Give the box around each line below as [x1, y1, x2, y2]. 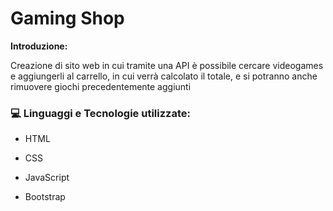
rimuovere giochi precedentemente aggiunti [10, 80, 192, 92]
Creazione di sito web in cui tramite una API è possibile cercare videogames [10, 59, 324, 71]
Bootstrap [24, 191, 66, 203]
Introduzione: [10, 40, 68, 52]
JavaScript [24, 172, 70, 184]
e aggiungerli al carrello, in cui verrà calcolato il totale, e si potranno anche [10, 70, 318, 82]
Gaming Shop [10, 7, 125, 30]
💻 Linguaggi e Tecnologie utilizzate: [10, 106, 191, 120]
